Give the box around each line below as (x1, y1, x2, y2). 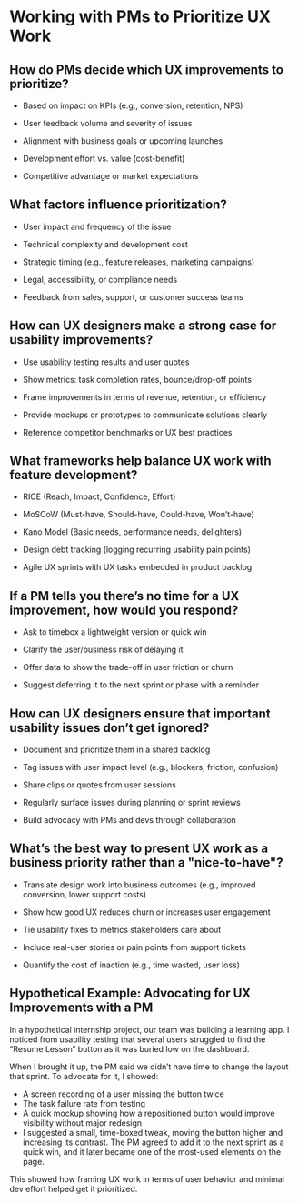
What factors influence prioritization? (9, 197, 227, 213)
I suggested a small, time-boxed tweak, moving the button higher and (22, 1127, 283, 1138)
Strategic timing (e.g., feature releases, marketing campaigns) (22, 256, 255, 267)
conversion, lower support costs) (22, 888, 147, 899)
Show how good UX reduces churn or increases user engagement (22, 907, 271, 917)
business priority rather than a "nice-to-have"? (9, 855, 283, 870)
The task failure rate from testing (22, 1098, 146, 1108)
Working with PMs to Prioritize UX (9, 6, 271, 27)
